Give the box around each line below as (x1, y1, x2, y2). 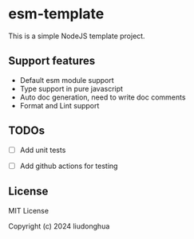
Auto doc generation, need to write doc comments (19, 92, 186, 102)
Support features (8, 54, 96, 68)
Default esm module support (19, 75, 114, 84)
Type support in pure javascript (19, 84, 124, 93)
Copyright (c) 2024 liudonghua (8, 221, 110, 231)
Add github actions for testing (19, 161, 118, 170)
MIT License (8, 206, 49, 215)
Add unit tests (19, 145, 66, 155)
